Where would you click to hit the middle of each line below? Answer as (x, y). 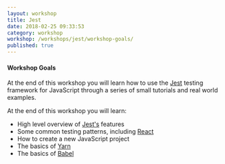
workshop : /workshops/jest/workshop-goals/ (71, 39)
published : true (30, 45)
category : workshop (35, 33)
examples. (22, 98)
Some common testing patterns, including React (85, 132)
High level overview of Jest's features (71, 124)
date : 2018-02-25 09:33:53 (46, 26)
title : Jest (24, 20)
